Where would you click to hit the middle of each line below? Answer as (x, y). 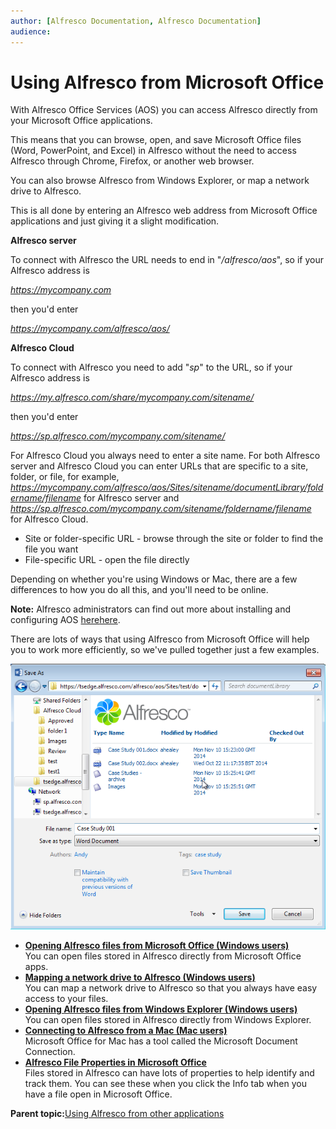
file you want (51, 549)
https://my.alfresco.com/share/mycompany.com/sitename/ (132, 397)
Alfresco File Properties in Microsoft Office (115, 1062)
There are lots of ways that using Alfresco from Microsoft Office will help (160, 639)
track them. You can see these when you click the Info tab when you (165, 1083)
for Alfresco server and (131, 498)
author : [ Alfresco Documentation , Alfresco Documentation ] (136, 21)
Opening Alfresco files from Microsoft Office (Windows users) (157, 945)
